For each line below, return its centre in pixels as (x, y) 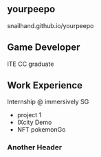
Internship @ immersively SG (48, 102)
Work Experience (45, 85)
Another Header (35, 147)
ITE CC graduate (31, 64)
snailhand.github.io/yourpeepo (50, 25)
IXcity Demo (34, 122)
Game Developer (44, 48)
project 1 (29, 115)
